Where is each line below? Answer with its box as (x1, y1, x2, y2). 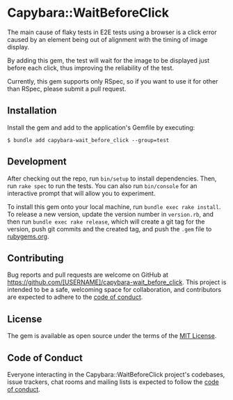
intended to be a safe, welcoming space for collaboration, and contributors (7, 286, 221, 294)
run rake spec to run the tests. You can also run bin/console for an (7, 181, 198, 190)
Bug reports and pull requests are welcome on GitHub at (7, 270, 169, 279)
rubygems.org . (7, 232, 49, 240)
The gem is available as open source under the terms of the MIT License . (7, 332, 217, 340)
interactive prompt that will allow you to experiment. (7, 189, 156, 197)
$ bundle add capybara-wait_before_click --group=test (7, 137, 170, 144)
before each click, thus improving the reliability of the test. (7, 63, 175, 72)
